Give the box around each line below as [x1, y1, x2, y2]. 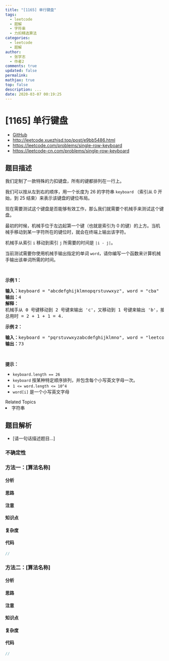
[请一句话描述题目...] [12, 435, 55, 441]
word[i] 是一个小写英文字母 [12, 389, 69, 395]
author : [5, 49, 22, 54]
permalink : [5, 73, 28, 78]
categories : [5, 36, 30, 41]
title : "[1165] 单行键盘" [5, 7, 57, 13]
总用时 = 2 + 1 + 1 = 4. [5, 313, 64, 319]
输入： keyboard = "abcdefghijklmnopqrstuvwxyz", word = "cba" [5, 288, 159, 294]
